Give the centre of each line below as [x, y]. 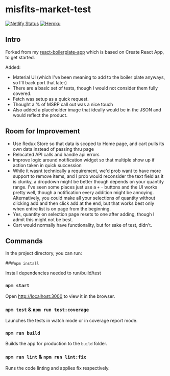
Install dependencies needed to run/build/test [53, 273]
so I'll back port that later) [40, 82]
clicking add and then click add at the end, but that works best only [83, 203]
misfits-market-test [48, 9]
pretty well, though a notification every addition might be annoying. [83, 192]
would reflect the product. [40, 115]
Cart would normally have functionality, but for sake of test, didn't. [82, 225]
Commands [24, 241]
